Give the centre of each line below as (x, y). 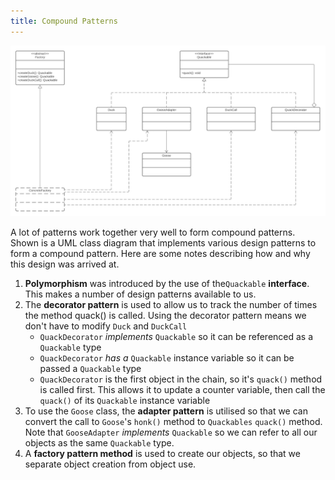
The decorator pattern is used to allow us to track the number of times (171, 305)
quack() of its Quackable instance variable (125, 401)
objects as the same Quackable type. (99, 443)
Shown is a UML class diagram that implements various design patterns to (163, 243)
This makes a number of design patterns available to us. (140, 294)
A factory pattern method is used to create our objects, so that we (162, 454)
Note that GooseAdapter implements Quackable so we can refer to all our (171, 432)
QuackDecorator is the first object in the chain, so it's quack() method (181, 379)
